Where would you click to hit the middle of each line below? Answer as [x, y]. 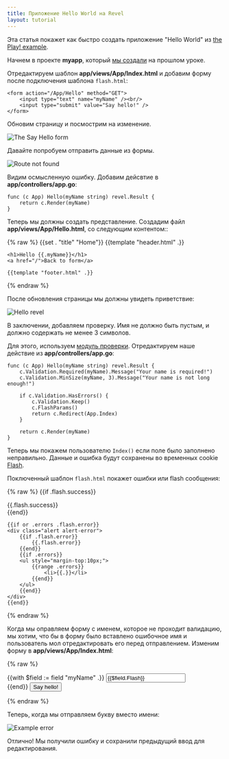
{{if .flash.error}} [49, 537]
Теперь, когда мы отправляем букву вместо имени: [83, 714]
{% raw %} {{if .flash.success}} [51, 492]
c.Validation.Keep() [61, 402]
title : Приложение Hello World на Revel [66, 13]
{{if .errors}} [41, 555]
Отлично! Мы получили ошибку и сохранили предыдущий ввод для [106, 740]
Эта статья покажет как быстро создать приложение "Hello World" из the [115, 39]
